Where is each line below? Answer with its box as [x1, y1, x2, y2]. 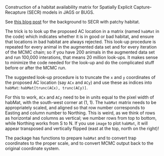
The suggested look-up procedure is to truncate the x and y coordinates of [5, 75, 156, 80]
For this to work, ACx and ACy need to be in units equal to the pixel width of [5, 94, 154, 100]
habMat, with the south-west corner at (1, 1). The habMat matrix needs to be [5, 100, 157, 105]
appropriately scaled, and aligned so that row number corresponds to [5, 105, 145, 110]
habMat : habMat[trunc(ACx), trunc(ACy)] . [5, 85, 88, 90]
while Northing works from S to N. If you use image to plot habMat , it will [5, 120, 148, 126]
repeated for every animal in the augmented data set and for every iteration [5, 44, 157, 50]
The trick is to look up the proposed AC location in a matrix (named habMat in [5, 28, 160, 34]
